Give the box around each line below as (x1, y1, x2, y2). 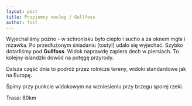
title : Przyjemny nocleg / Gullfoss (6, 14, 95, 20)
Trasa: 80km (6, 94, 37, 101)
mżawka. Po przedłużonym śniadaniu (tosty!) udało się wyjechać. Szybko (6, 42, 183, 49)
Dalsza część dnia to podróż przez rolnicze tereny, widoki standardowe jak (6, 66, 186, 73)
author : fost (6, 19, 38, 25)
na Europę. (6, 71, 32, 79)
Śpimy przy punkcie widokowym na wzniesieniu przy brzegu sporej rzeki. (6, 83, 183, 90)
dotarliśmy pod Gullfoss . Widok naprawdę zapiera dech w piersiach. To (6, 48, 180, 55)
